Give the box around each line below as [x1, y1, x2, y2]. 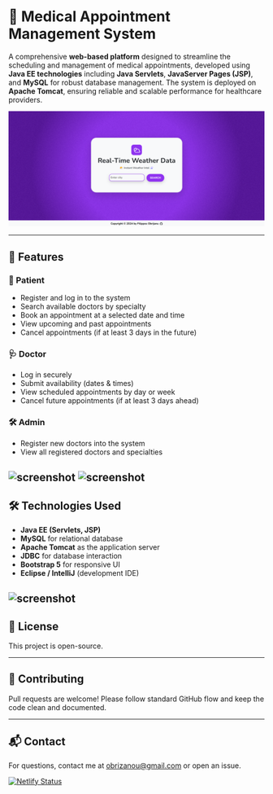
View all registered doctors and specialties [19, 447, 163, 457]
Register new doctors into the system [19, 438, 145, 448]
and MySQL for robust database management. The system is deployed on [8, 77, 257, 87]
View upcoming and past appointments [19, 319, 152, 329]
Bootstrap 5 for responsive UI [19, 559, 120, 569]
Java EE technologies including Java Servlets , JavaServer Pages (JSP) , [8, 68, 253, 78]
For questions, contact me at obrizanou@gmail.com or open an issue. [8, 761, 241, 770]
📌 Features [8, 250, 64, 264]
